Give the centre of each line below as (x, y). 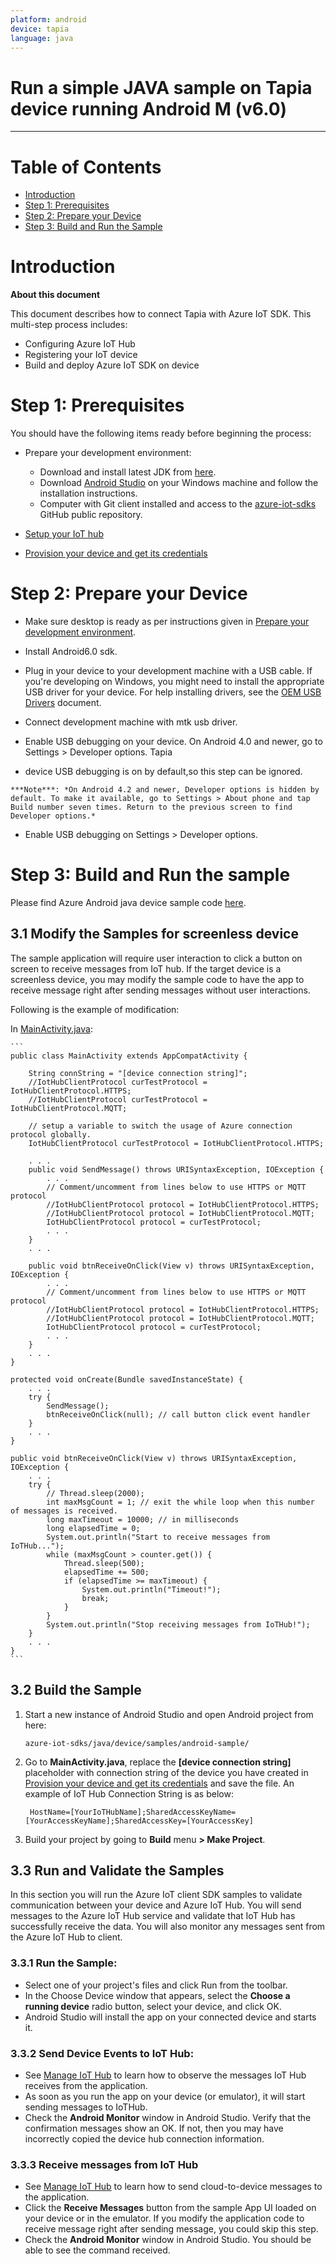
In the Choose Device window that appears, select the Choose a (157, 1995)
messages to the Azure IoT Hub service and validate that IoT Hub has (153, 1916)
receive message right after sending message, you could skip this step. (171, 2229)
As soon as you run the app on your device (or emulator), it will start (165, 2097)
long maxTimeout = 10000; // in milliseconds (143, 1519)
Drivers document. (63, 703)
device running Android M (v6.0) (149, 108)
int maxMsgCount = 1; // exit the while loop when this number (180, 1502)
